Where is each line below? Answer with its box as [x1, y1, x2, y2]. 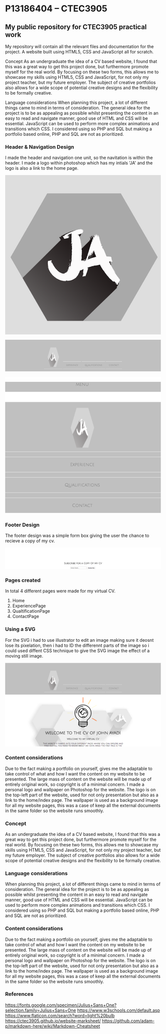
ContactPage [12, 614, 40, 620]
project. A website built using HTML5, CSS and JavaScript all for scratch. [5, 49, 154, 54]
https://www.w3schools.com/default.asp [77, 1007, 160, 1013]
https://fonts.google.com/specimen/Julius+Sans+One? [5, 1002, 117, 1008]
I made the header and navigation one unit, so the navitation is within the [5, 155, 153, 161]
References [5, 991, 34, 998]
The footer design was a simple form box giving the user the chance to [5, 533, 150, 539]
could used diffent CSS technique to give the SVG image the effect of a [5, 647, 150, 654]
